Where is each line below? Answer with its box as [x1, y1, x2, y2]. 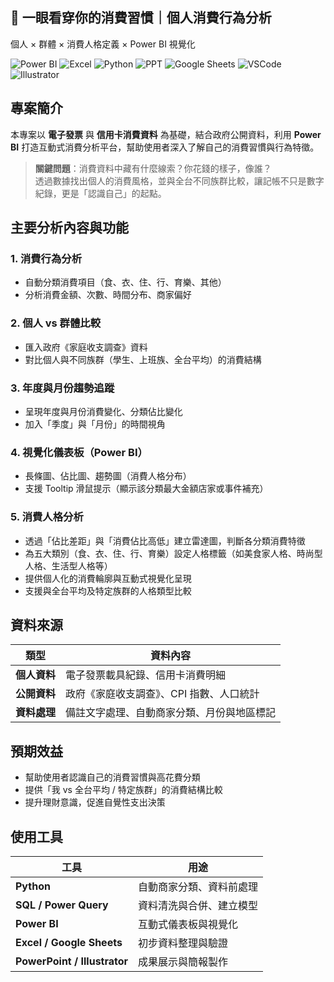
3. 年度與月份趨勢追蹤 [10, 381, 115, 395]
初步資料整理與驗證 [138, 936, 229, 950]
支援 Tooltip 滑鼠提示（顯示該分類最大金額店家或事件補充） [24, 483, 269, 495]
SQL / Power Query [15, 898, 109, 912]
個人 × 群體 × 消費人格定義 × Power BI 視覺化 [10, 38, 196, 50]
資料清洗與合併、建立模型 [138, 898, 259, 912]
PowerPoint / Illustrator [15, 954, 129, 968]
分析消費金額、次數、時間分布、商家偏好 [24, 289, 192, 301]
